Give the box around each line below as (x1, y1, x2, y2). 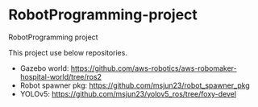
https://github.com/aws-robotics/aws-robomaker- (70, 63, 237, 73)
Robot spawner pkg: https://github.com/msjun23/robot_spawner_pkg (19, 80, 250, 90)
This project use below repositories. (8, 47, 127, 57)
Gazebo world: (19, 63, 69, 73)
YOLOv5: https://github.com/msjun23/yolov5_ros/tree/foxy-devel (19, 88, 236, 98)
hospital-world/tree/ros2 (19, 72, 102, 81)
